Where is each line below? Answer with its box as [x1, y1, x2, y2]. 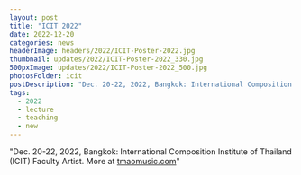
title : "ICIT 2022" [9, 22, 83, 31]
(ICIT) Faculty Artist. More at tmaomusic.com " [9, 156, 180, 166]
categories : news [9, 38, 75, 48]
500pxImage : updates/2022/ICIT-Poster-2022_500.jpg [9, 64, 207, 73]
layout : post [9, 13, 59, 22]
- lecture [17, 105, 54, 114]
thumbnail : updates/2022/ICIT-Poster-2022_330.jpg [9, 55, 204, 64]
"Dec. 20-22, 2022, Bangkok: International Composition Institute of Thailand [9, 146, 293, 157]
